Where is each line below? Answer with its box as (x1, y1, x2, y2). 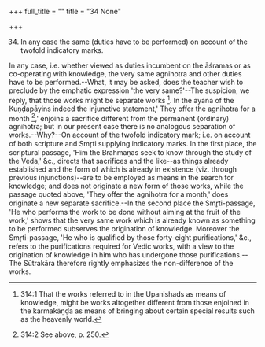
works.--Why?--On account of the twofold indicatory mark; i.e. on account (9, 130, 251, 140)
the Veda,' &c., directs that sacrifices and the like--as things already (9, 157, 229, 166)
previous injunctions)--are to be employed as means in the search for (9, 173, 234, 183)
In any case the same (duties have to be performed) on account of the (20, 37, 248, 46)
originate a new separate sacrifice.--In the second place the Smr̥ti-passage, (9, 198, 256, 208)
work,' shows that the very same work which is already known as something (9, 216, 256, 225)
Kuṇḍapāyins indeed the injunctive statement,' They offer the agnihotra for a (9, 104, 256, 113)
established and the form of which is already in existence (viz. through (9, 164, 237, 174)
